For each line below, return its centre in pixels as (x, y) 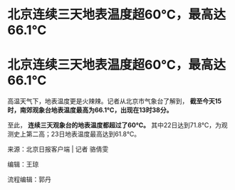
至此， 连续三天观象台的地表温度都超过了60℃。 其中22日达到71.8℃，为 (115, 125)
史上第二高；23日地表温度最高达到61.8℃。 (77, 134)
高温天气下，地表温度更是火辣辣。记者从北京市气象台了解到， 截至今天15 (115, 101)
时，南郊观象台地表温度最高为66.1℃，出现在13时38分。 (90, 110)
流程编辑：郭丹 (29, 179)
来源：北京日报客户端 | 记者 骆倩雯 (58, 149)
